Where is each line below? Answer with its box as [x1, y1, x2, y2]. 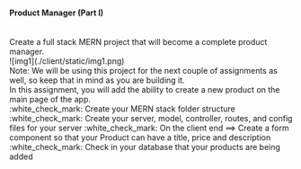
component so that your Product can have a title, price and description [9, 132, 271, 143]
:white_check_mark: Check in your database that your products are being [9, 142, 281, 153]
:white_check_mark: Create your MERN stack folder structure [9, 103, 235, 114]
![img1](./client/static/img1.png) [9, 56, 125, 67]
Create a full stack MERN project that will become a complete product [9, 37, 268, 48]
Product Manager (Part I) [9, 7, 104, 18]
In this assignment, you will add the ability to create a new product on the [9, 84, 280, 95]
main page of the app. [9, 94, 92, 105]
